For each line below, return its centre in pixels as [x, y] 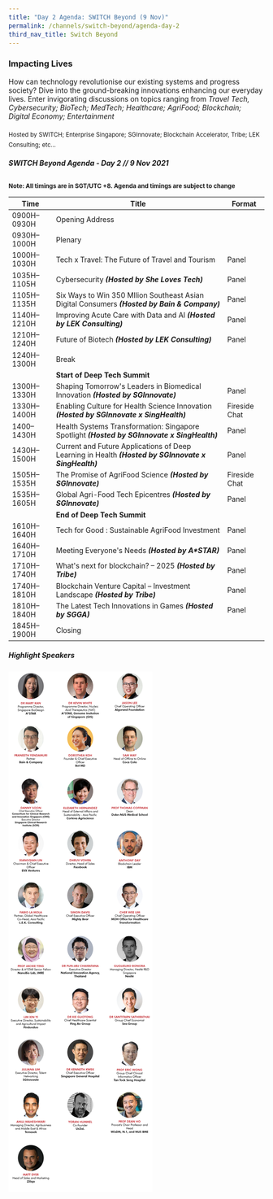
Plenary [69, 239]
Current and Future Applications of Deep [123, 446]
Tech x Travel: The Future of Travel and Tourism [135, 259]
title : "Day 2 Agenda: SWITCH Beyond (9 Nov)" [89, 17]
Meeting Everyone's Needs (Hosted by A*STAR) [138, 550]
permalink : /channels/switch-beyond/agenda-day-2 [94, 26]
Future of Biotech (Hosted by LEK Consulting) [134, 339]
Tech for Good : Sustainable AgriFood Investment [138, 530]
